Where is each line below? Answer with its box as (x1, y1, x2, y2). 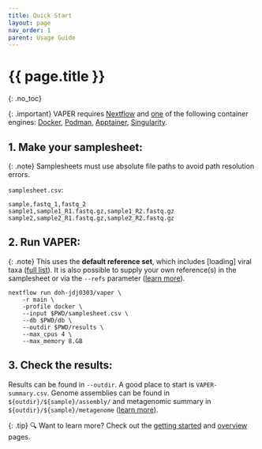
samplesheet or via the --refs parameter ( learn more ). (8, 274, 185, 283)
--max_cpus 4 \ (22, 330, 73, 338)
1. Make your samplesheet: (8, 140, 144, 154)
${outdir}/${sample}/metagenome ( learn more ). (8, 405, 159, 414)
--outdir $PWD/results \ (22, 323, 104, 331)
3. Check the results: (8, 359, 113, 372)
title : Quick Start (8, 11, 73, 20)
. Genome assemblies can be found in (47, 388, 170, 398)
